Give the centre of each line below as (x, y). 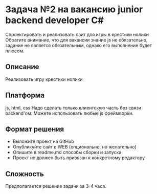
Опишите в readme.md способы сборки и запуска (67, 153)
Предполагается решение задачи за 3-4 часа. (56, 186)
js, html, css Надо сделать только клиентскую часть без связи (73, 107)
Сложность (25, 174)
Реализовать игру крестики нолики (44, 79)
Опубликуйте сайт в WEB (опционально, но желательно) (75, 147)
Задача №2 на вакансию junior (74, 9)
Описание (22, 67)
